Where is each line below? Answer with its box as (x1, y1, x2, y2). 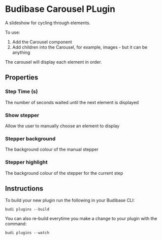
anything (12, 49, 31, 55)
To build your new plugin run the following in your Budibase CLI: (5, 198, 135, 203)
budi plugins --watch (5, 231, 50, 236)
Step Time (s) (5, 88, 38, 95)
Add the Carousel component (12, 39, 72, 45)
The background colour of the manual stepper (5, 147, 99, 153)
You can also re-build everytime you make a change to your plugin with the (5, 216, 158, 222)
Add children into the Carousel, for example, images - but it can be (12, 44, 148, 50)
